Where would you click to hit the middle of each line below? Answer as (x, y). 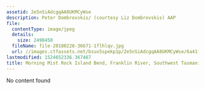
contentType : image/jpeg (43, 29)
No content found (28, 80)
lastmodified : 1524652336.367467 (49, 57)
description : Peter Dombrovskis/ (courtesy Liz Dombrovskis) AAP (91, 18)
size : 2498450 (35, 40)
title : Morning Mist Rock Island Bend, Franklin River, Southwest (92, 63)
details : (23, 35)
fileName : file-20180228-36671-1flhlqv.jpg (68, 46)
